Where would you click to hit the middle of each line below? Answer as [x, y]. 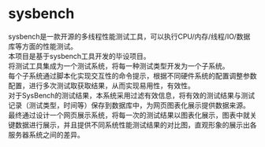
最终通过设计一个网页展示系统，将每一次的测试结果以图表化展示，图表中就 [129, 115]
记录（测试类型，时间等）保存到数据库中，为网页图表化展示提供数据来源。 [129, 105]
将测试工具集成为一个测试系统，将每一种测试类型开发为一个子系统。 [119, 66]
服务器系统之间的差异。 [46, 134]
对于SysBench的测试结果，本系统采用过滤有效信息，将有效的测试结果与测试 [132, 95]
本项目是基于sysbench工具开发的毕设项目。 [79, 56]
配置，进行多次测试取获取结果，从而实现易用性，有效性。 [101, 85]
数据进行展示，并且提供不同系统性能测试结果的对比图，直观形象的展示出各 [136, 125]
